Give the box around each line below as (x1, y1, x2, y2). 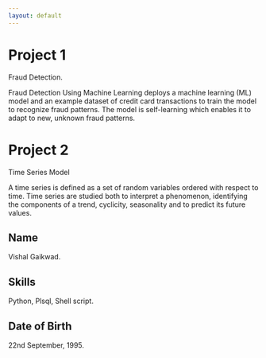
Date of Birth (8, 319, 72, 333)
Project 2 (8, 141, 69, 159)
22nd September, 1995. (8, 340, 85, 350)
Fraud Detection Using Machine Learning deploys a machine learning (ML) (8, 88, 253, 97)
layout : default (8, 11, 62, 20)
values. (8, 208, 32, 217)
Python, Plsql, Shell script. (8, 296, 94, 306)
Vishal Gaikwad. (8, 252, 61, 262)
